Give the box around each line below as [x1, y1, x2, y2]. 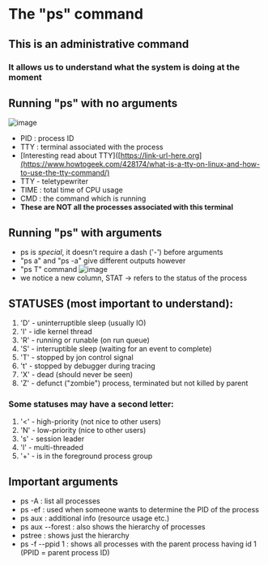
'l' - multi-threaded [19, 443, 83, 452]
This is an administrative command [8, 37, 189, 51]
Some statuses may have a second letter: [8, 398, 174, 410]
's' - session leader [19, 434, 85, 444]
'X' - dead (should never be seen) [19, 369, 134, 379]
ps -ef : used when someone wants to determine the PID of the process [19, 505, 259, 515]
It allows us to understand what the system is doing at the [8, 62, 240, 73]
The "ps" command [8, 5, 144, 23]
